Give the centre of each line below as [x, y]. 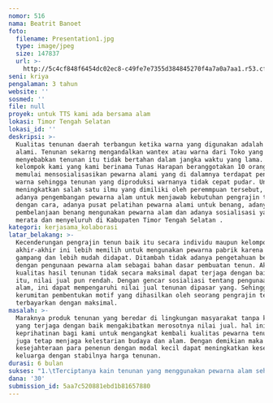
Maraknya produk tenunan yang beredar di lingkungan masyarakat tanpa [138, 318]
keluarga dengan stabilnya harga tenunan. [89, 356]
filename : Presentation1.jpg [65, 39]
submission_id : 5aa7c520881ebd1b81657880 [80, 386]
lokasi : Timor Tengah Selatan [60, 122]
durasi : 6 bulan [36, 364]
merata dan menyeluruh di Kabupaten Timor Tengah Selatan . [119, 220]
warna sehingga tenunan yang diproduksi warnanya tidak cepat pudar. [136, 182]
